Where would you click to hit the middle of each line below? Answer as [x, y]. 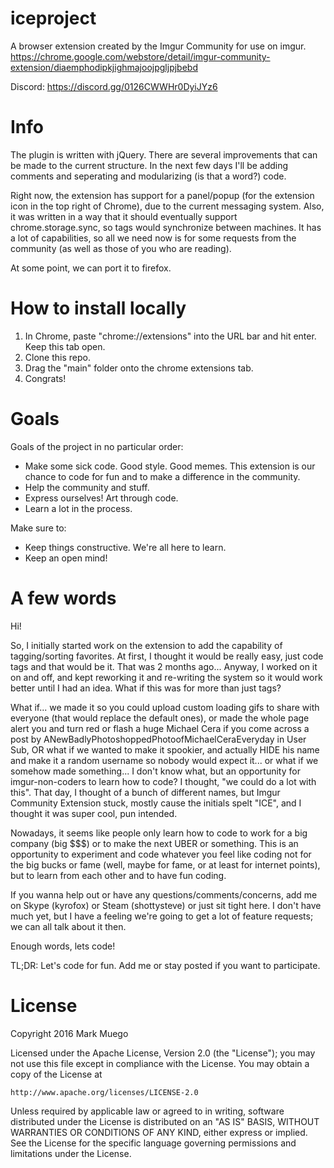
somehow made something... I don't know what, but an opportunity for [155, 771]
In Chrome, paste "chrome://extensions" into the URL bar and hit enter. [170, 336]
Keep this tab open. [65, 346]
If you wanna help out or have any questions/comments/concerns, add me [164, 894]
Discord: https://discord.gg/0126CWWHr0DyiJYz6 [114, 86]
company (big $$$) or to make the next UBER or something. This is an [154, 843]
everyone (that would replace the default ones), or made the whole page [160, 718]
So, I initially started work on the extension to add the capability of [146, 645]
